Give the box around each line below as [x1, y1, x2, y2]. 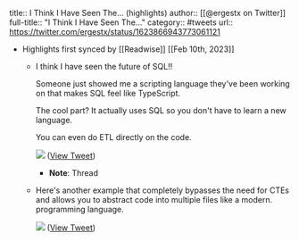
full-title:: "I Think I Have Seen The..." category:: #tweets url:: [9, 17, 234, 28]
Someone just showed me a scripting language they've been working [35, 79, 290, 88]
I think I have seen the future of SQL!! [35, 62, 173, 71]
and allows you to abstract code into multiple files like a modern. [35, 195, 273, 204]
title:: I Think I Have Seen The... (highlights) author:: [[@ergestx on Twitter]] [9, 8, 287, 18]
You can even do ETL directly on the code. [35, 132, 192, 142]
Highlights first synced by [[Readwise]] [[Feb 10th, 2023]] [21, 44, 235, 54]
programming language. [35, 204, 125, 214]
